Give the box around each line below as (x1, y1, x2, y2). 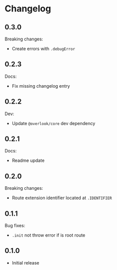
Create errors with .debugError (11, 46, 75, 51)
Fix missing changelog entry (11, 83, 70, 89)
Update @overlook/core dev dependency (11, 120, 96, 126)
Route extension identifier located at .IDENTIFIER (11, 195, 113, 201)
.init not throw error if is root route (11, 232, 86, 238)
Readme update (11, 157, 45, 163)
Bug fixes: (4, 223, 25, 229)
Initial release (11, 260, 39, 266)
